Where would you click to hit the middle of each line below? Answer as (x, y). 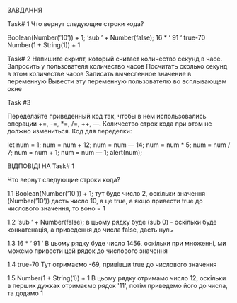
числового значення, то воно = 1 (57, 208)
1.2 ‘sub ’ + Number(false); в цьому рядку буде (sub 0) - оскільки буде (112, 222)
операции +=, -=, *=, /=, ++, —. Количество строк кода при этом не (110, 124)
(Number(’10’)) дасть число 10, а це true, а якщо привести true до (105, 201)
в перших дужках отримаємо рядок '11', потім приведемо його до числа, (117, 286)
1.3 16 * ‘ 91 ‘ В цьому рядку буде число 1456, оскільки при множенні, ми (117, 243)
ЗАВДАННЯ (25, 10)
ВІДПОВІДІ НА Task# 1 (41, 166)
